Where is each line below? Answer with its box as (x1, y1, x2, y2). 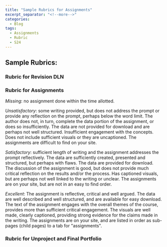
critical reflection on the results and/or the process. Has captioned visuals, (5, 170, 159, 176)
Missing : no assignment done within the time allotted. (5, 98, 115, 104)
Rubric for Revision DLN (5, 73, 64, 80)
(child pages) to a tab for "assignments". (19, 223, 102, 229)
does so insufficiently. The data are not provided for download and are (5, 123, 150, 130)
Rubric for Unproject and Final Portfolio (5, 235, 102, 242)
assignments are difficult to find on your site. (5, 139, 97, 145)
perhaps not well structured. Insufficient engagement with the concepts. (5, 129, 154, 135)
